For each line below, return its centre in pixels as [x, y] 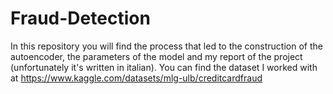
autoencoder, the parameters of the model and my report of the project [156, 56]
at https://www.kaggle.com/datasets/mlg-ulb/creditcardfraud [136, 78]
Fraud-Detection [80, 18]
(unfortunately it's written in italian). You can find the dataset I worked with [164, 67]
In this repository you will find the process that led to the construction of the [166, 46]
